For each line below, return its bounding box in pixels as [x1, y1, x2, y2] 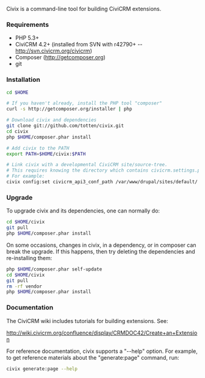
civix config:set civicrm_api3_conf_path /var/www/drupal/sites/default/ [6, 179, 198, 185]
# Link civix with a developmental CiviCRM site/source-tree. [6, 162, 168, 168]
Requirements [6, 20, 49, 29]
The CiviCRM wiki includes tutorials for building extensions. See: [6, 317, 168, 324]
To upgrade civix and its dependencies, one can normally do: [6, 207, 160, 214]
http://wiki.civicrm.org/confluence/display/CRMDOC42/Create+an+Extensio [6, 329, 198, 336]
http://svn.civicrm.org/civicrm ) [15, 47, 93, 54]
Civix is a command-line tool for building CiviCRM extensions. [6, 5, 162, 12]
